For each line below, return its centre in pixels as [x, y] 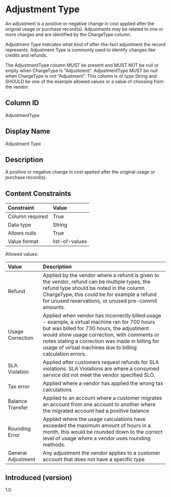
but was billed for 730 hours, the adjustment [96, 328]
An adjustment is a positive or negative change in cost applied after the [80, 24]
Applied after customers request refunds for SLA [101, 363]
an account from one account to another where [99, 404]
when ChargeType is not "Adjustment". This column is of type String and [81, 76]
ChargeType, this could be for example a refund [100, 295]
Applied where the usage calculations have [94, 419]
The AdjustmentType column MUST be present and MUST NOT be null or [82, 65]
